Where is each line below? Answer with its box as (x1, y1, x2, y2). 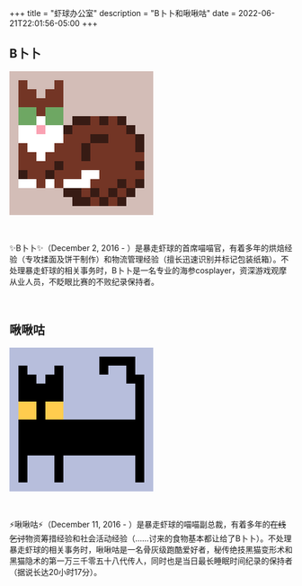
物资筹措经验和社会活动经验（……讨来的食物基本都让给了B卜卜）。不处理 (25, 533, 292, 544)
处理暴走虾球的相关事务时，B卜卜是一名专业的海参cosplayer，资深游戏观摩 (9, 264, 288, 276)
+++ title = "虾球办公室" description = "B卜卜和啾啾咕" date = (9, 8, 236, 18)
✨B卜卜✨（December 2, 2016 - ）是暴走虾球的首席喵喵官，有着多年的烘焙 (9, 242, 285, 253)
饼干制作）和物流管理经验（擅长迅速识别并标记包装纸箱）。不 (64, 253, 289, 264)
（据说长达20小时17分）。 (9, 566, 102, 577)
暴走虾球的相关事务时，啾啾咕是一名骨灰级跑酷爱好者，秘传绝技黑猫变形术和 (9, 544, 293, 555)
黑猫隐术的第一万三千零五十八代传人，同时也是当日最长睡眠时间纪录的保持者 (9, 555, 293, 566)
